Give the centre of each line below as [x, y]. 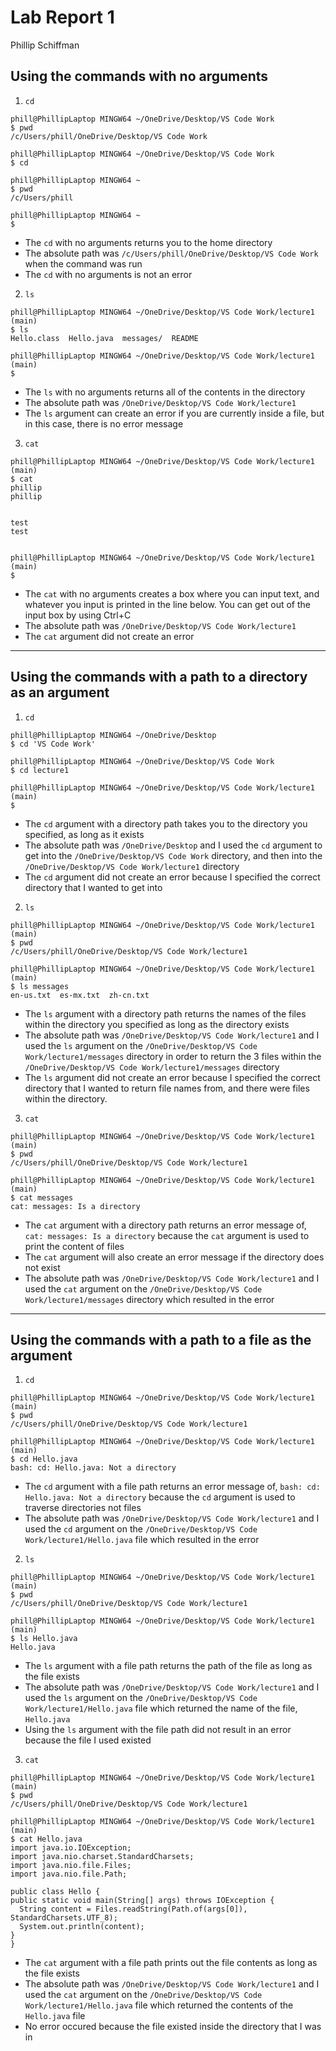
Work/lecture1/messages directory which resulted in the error [149, 1299]
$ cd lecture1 [40, 770]
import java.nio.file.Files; [71, 1866]
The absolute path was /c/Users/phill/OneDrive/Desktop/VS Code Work [171, 253]
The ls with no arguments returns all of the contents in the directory [165, 392]
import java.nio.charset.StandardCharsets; [102, 1857]
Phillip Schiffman [45, 45]
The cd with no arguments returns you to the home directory [148, 242]
